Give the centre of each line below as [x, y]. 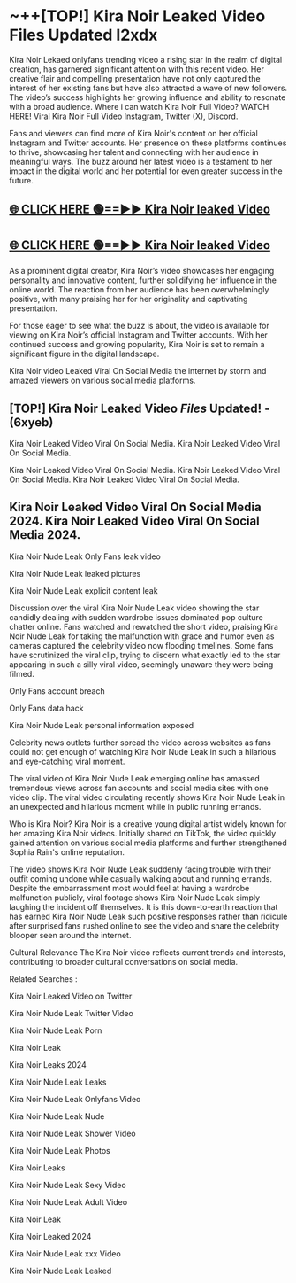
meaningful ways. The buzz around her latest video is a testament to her [141, 161]
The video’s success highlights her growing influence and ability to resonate [148, 97]
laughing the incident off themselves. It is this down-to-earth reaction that [144, 906]
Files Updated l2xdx [83, 35]
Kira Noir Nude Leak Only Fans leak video [85, 556]
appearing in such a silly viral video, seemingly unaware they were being [141, 664]
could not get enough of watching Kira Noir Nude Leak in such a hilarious [143, 751]
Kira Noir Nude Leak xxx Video [65, 1253]
